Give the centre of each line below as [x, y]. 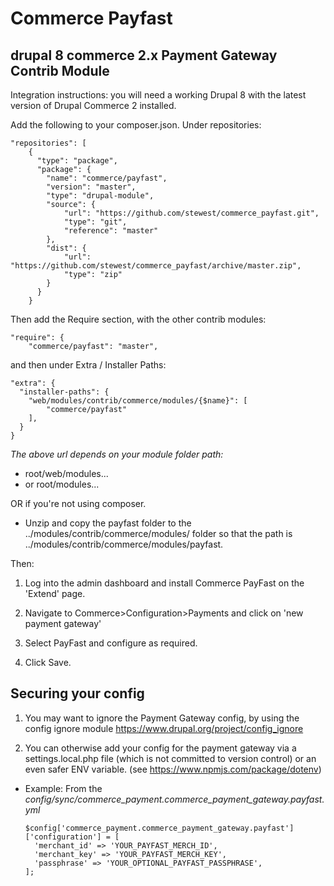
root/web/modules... [66, 473]
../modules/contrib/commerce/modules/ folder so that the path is [158, 533]
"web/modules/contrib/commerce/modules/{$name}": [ [138, 401]
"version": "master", [91, 187]
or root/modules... [62, 484]
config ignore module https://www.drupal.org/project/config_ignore [164, 728]
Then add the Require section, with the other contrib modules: [138, 319]
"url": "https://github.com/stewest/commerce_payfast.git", [191, 213]
